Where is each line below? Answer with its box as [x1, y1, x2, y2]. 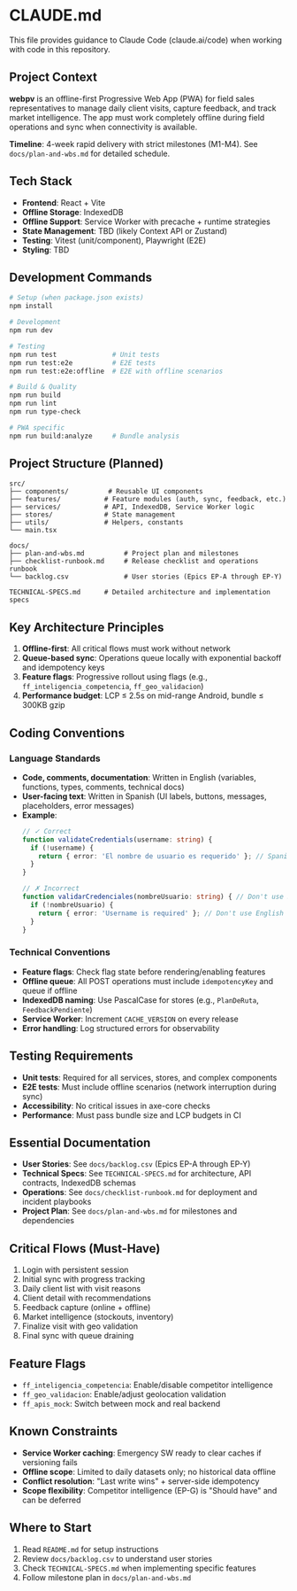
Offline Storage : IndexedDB [21, 206, 124, 217]
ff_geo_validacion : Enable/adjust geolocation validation [21, 1388, 227, 1400]
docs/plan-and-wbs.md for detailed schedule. [9, 148, 171, 159]
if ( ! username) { [30, 843, 95, 852]
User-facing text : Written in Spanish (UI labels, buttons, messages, [21, 790, 267, 802]
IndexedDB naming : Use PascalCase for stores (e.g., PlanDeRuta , [21, 994, 259, 1005]
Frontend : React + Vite [21, 197, 106, 208]
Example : [21, 810, 57, 820]
